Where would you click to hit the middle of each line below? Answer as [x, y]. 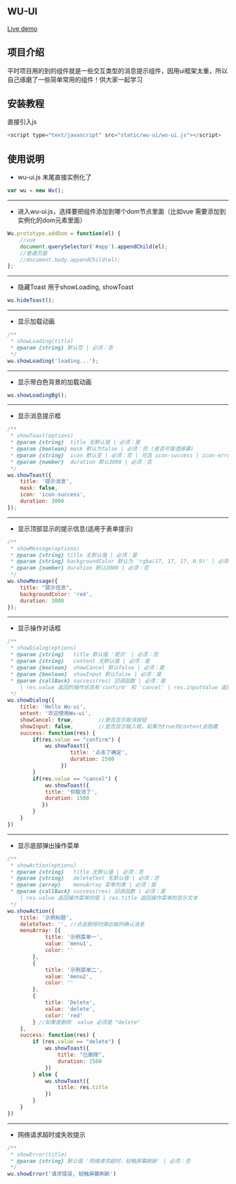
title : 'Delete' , [70, 1003]
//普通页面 [34, 253]
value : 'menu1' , [68, 944]
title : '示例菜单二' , [74, 970]
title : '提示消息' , [46, 482]
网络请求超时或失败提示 [51, 1134]
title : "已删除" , [81, 1055]
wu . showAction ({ [31, 911]
